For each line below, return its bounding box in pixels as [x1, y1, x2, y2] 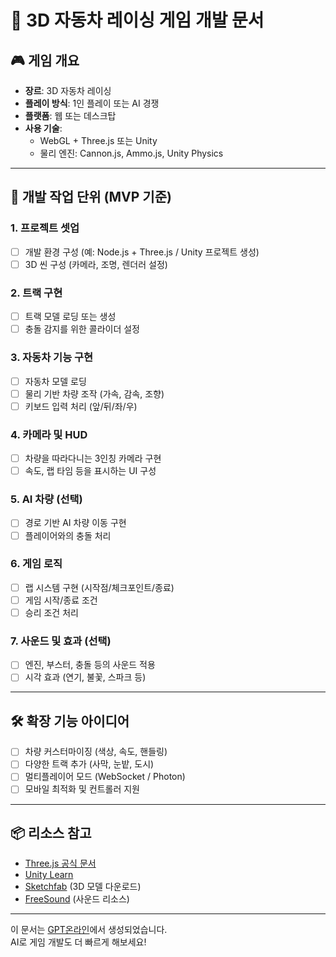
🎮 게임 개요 [10, 52, 80, 69]
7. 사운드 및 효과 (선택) [10, 634, 112, 648]
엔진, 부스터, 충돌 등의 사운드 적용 [24, 659, 156, 671]
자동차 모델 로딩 [24, 375, 87, 387]
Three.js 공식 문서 [24, 857, 97, 870]
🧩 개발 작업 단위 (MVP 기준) [10, 189, 172, 206]
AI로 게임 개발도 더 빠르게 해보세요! [10, 936, 147, 948]
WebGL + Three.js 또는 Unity [39, 135, 158, 146]
